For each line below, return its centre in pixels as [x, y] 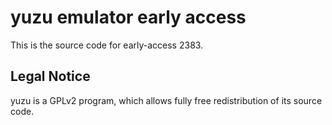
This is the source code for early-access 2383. [107, 45]
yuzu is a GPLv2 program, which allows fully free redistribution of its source [166, 100]
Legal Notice [50, 76]
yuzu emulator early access [128, 17]
